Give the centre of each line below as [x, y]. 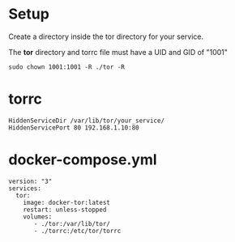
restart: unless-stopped [65, 210]
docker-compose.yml [83, 160]
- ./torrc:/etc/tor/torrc [77, 231]
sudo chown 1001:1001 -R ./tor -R [67, 67]
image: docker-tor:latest [67, 202]
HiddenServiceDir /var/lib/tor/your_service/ [86, 121]
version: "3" [30, 181]
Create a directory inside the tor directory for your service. [106, 36]
